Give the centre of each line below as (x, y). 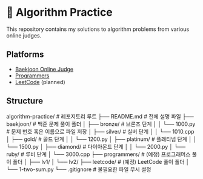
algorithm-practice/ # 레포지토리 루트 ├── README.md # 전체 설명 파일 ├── (100, 116)
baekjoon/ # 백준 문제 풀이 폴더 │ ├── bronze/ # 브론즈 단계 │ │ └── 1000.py (101, 124)
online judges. (24, 35)
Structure (25, 101)
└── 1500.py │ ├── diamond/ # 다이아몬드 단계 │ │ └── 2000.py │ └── (96, 146)
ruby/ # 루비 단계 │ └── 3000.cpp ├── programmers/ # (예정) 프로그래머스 (98, 154)
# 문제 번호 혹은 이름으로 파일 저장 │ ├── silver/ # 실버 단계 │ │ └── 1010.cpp (101, 131)
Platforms (25, 55)
